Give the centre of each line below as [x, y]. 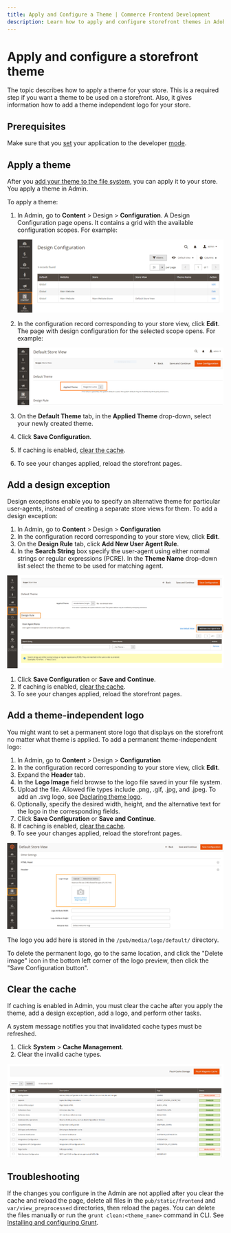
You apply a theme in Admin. [48, 189]
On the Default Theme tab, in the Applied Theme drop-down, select [114, 416]
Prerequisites [36, 126]
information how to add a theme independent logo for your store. [99, 105]
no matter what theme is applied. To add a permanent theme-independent [112, 739]
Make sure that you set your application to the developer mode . [97, 143]
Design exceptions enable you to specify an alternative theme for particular [114, 502]
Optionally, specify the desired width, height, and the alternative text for [119, 804]
